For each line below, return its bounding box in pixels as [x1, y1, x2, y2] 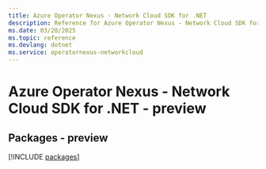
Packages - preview [8, 131, 108, 144]
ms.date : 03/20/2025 [8, 26, 77, 34]
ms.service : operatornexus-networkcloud [8, 48, 144, 56]
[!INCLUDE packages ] [8, 152, 80, 161]
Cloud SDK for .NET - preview [8, 100, 207, 117]
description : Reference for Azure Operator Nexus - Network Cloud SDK [8, 19, 246, 27]
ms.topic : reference [8, 33, 77, 42]
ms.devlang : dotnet [8, 41, 73, 49]
